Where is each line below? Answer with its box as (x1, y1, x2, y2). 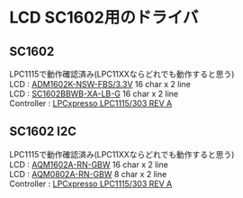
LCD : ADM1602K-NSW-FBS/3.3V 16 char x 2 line (9, 79, 191, 89)
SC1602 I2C (9, 124, 76, 139)
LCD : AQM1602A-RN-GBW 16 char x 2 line (9, 158, 168, 170)
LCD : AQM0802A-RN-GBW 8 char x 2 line (9, 168, 167, 179)
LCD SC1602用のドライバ (9, 7, 199, 28)
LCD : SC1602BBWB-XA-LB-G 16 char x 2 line (9, 88, 178, 99)
